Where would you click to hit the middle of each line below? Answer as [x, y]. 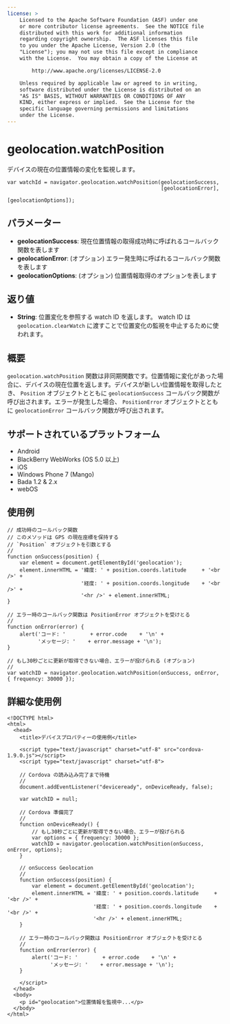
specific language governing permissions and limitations [104, 109]
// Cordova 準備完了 [47, 812]
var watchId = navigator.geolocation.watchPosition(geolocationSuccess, [113, 182]
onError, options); [35, 850]
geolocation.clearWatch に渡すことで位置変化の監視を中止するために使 [118, 326]
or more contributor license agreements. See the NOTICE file [112, 26]
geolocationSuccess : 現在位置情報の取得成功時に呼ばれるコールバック [118, 241]
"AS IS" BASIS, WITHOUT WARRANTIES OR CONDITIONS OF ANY [103, 96]
